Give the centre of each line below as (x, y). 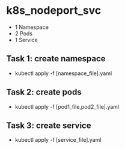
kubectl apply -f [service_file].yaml (58, 140)
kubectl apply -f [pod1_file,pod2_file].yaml (67, 106)
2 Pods (24, 33)
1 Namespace (32, 27)
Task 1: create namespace (56, 59)
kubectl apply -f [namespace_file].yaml (63, 73)
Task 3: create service (49, 125)
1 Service (26, 40)
